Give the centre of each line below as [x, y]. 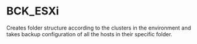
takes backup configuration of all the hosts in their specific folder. [90, 34]
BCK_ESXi [33, 11]
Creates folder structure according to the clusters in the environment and [99, 28]
